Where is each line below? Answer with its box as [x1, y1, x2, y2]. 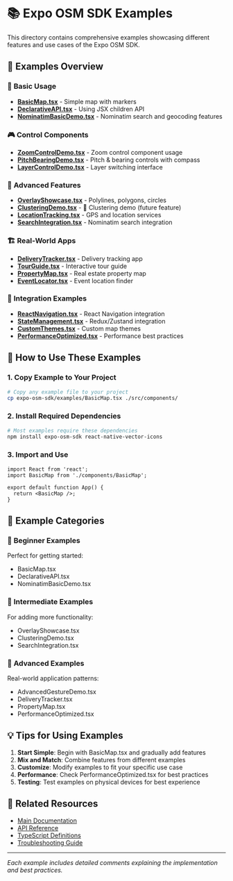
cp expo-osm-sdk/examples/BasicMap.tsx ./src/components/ [7, 395, 178, 402]
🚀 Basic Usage [7, 81, 57, 91]
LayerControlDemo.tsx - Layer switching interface [17, 162, 163, 171]
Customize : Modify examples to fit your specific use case [17, 763, 183, 771]
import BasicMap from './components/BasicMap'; [7, 471, 148, 479]
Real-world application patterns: [7, 674, 99, 682]
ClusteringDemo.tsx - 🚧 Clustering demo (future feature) [17, 203, 182, 212]
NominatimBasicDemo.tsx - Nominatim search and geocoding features [17, 112, 223, 120]
